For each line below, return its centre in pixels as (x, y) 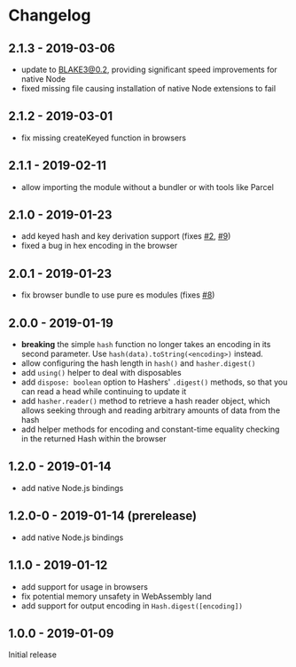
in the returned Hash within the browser (94, 439)
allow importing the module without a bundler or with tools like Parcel (147, 187)
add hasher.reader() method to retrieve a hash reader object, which (146, 401)
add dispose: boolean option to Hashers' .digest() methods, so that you (154, 382)
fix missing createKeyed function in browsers (104, 138)
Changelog (50, 16)
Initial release (32, 655)
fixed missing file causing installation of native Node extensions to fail (148, 88)
